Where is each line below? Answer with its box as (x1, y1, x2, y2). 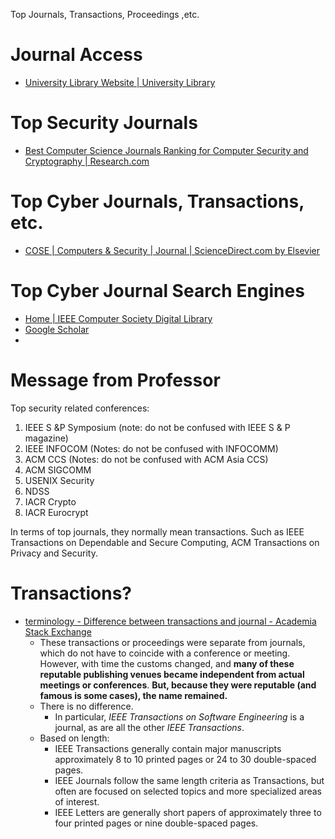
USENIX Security (24, 474, 95, 486)
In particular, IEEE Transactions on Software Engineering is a (54, 710, 305, 723)
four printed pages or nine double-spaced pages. (54, 817, 259, 829)
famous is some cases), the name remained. (39, 689, 228, 701)
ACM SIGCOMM (24, 464, 92, 476)
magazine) (24, 432, 69, 444)
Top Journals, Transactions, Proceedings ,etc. (10, 9, 200, 20)
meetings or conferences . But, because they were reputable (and (39, 679, 317, 691)
